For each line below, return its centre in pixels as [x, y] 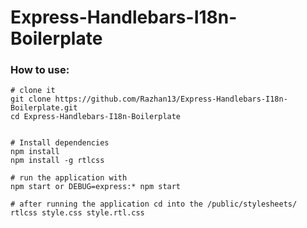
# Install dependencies [60, 143]
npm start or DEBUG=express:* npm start [96, 187]
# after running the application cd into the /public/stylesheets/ [154, 204]
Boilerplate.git [44, 108]
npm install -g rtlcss [57, 161]
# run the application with [69, 178]
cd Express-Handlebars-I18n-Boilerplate [96, 117]
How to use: [40, 70]
